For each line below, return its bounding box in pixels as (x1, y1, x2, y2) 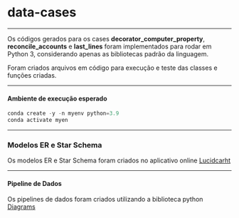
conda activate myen (7, 117, 69, 124)
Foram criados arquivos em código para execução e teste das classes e (7, 63, 218, 72)
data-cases (7, 4, 77, 21)
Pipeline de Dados (7, 179, 62, 187)
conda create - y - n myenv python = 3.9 (7, 110, 119, 118)
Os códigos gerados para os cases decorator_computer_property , (7, 34, 205, 43)
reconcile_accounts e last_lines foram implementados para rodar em (7, 42, 212, 51)
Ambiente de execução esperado (7, 94, 108, 103)
